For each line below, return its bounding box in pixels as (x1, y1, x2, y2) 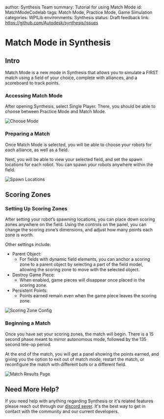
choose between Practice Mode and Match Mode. (5, 109, 106, 114)
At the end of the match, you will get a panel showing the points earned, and (5, 351, 159, 357)
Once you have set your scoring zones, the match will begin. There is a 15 (5, 331, 154, 337)
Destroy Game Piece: (12, 272, 55, 278)
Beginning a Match (5, 320, 51, 327)
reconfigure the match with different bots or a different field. (5, 361, 126, 367)
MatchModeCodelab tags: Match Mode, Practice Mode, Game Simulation (5, 9, 153, 15)
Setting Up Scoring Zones (5, 205, 68, 212)
